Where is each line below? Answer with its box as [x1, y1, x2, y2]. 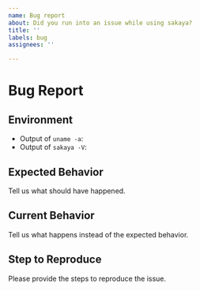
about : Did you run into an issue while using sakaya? [8, 19, 193, 27]
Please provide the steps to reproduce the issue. [8, 274, 167, 283]
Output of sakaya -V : [19, 143, 87, 152]
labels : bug [8, 33, 47, 42]
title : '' [8, 26, 41, 34]
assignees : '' [8, 41, 55, 49]
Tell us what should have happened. [8, 186, 126, 196]
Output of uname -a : [19, 134, 84, 144]
